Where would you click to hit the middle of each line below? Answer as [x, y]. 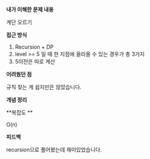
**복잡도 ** [19, 112]
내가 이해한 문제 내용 [30, 9]
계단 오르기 [19, 22]
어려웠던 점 [19, 74]
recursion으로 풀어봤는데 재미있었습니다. [54, 150]
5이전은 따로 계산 [35, 61]
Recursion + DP [34, 47]
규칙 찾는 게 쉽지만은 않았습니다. [44, 87]
